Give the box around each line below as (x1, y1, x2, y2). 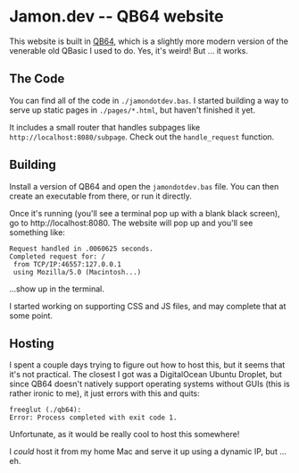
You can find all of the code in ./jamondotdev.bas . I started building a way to (9, 95, 289, 106)
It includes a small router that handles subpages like (9, 122, 201, 132)
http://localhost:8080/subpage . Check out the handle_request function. (9, 131, 275, 142)
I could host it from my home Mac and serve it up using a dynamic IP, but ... (9, 446, 287, 457)
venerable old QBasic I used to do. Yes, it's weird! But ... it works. (9, 45, 248, 55)
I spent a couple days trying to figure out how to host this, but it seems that (9, 359, 286, 370)
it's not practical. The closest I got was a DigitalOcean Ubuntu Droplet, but (9, 369, 283, 380)
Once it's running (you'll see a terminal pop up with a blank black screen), (9, 207, 280, 218)
